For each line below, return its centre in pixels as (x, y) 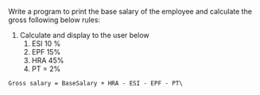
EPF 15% (46, 52)
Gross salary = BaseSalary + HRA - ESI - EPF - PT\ (95, 83)
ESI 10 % (46, 44)
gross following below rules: (54, 20)
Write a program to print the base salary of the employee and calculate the (130, 11)
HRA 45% (48, 60)
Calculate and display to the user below (84, 35)
